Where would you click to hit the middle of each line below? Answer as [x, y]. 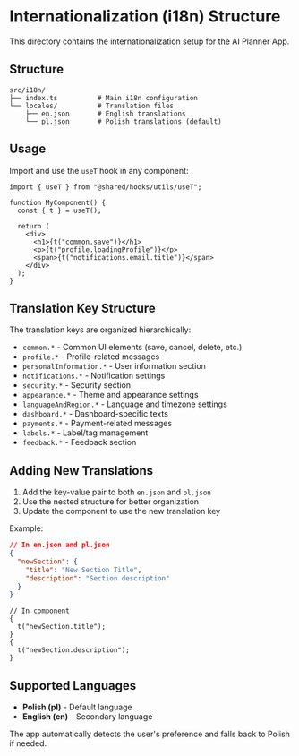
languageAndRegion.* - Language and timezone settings [125, 404]
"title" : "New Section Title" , [84, 570]
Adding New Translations [81, 471]
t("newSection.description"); [73, 650]
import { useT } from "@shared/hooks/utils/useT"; [106, 187]
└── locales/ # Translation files [92, 106]
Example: [26, 528]
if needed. [28, 743]
